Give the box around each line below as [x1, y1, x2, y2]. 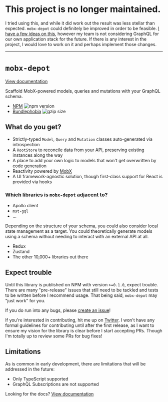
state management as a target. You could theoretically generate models [5, 228, 152, 234]
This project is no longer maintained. [5, 4, 161, 15]
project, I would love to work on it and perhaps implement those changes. [5, 41, 157, 47]
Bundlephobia [12, 108, 41, 114]
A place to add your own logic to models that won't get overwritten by [12, 157, 156, 163]
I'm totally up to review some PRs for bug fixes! [5, 333, 102, 339]
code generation [12, 163, 46, 169]
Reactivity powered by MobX [12, 168, 72, 174]
